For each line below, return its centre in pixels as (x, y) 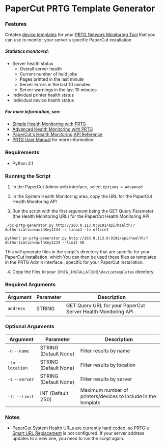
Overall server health (41, 69)
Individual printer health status (43, 95)
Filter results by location (108, 365)
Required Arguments (30, 284)
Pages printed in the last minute (52, 79)
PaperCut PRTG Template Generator (80, 9)
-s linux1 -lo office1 (85, 230)
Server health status (33, 64)
